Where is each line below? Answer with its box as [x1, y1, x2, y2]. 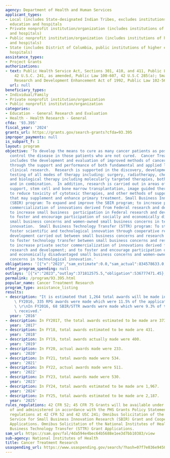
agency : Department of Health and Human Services [5, 7, 112, 13]
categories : [5, 106, 30, 111]
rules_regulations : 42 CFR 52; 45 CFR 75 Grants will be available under [5, 403, 164, 408]
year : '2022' [10, 370, 37, 375]
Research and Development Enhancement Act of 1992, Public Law [14, 78, 151, 83]
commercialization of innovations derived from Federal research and [10, 205, 159, 210]
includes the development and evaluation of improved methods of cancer [10, 158, 166, 163]
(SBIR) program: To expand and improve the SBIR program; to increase [10, 200, 162, 205]
